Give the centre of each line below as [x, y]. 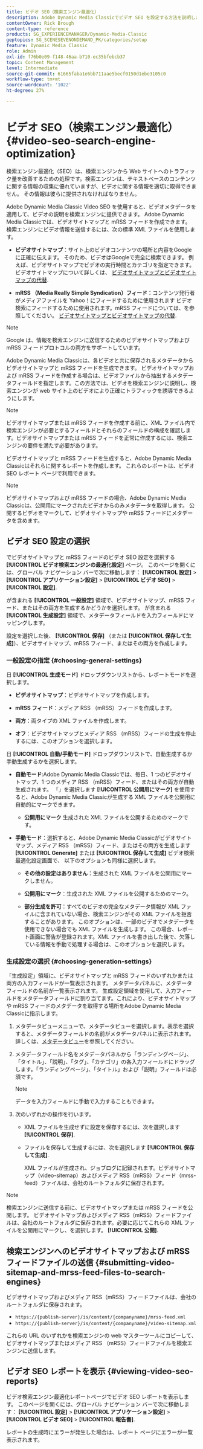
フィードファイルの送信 [50, 1263]
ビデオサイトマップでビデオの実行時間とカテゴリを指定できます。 [113, 265]
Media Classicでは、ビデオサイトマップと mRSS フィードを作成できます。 [98, 222]
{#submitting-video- [135, 1263]
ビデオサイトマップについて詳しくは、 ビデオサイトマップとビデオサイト [106, 272]
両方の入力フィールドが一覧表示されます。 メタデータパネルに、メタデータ [99, 983]
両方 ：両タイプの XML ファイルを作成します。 [72, 720]
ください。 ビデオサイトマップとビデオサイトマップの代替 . [104, 315]
